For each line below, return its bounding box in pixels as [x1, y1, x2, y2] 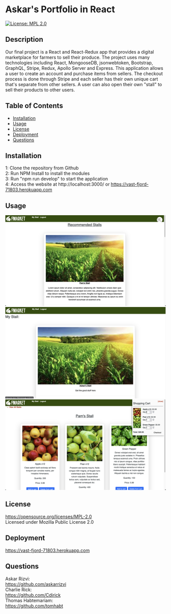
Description [5, 35, 43, 44]
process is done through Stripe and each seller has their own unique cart [5, 75, 158, 82]
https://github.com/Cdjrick [5, 592, 61, 598]
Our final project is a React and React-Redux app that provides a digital [5, 48, 154, 55]
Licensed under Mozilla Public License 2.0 [5, 519, 94, 525]
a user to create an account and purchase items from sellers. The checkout [5, 70, 163, 76]
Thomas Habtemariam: [5, 597, 53, 603]
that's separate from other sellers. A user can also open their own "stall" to [5, 81, 162, 87]
